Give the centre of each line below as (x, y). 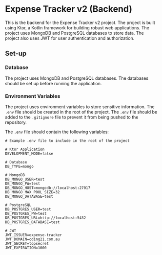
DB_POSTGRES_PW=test (26, 213)
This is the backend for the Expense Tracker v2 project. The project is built (80, 23)
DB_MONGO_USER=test (25, 179)
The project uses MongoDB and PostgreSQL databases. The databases (77, 78)
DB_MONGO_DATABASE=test (29, 196)
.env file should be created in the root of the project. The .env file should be (81, 112)
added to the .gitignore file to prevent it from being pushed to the (72, 117)
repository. (16, 122)
